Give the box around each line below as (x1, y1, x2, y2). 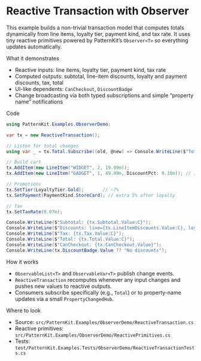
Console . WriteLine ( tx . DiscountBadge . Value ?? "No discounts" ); (6, 247, 167, 253)
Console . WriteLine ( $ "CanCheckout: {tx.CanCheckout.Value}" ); (6, 241, 162, 248)
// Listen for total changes (6, 142, 79, 149)
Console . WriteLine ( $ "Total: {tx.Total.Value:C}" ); (6, 236, 135, 242)
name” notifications (14, 98, 63, 105)
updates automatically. (6, 43, 62, 50)
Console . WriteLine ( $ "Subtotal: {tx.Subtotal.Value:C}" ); (6, 220, 151, 226)
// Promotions (6, 181, 42, 187)
